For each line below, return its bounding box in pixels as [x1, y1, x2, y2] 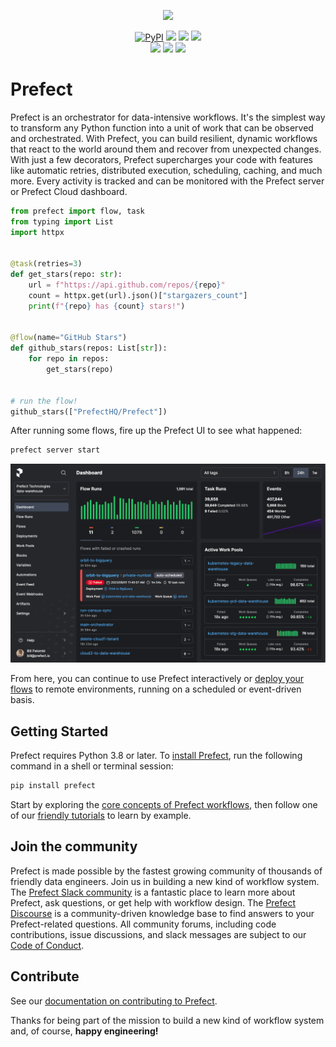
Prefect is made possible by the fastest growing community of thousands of [10, 865, 323, 877]
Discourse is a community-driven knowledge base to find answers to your [10, 907, 315, 919]
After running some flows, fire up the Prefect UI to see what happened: [10, 425, 303, 437]
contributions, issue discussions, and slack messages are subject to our [10, 928, 307, 940]
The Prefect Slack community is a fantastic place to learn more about [10, 886, 296, 898]
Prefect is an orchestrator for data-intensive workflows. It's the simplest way [10, 111, 326, 123]
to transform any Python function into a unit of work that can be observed [10, 121, 314, 134]
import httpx [10, 227, 65, 237]
